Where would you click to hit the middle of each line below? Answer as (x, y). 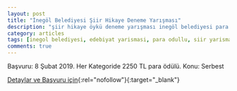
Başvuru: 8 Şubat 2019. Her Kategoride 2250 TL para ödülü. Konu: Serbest (116, 66)
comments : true (30, 46)
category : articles (36, 33)
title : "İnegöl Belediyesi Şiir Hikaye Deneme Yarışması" (94, 20)
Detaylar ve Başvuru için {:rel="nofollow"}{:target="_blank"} (93, 80)
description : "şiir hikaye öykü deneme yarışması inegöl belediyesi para (118, 27)
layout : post (26, 14)
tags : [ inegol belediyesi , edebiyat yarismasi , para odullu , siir (107, 40)
